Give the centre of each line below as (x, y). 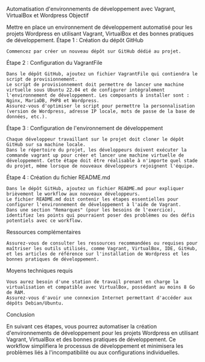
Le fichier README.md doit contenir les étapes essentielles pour (92, 199)
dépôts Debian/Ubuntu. (35, 303)
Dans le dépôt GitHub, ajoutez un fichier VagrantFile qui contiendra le (102, 74)
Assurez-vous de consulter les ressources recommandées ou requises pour (102, 243)
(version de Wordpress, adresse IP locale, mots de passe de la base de (101, 111)
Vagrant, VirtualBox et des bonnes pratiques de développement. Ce (91, 339)
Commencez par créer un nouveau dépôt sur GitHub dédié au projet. (94, 51)
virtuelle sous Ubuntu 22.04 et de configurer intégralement (86, 90)
